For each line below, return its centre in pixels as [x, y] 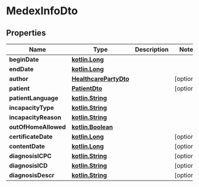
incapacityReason [35, 117]
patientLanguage [34, 98]
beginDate [24, 59]
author [19, 79]
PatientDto [87, 88]
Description [152, 50]
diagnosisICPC [31, 156]
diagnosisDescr [32, 175]
